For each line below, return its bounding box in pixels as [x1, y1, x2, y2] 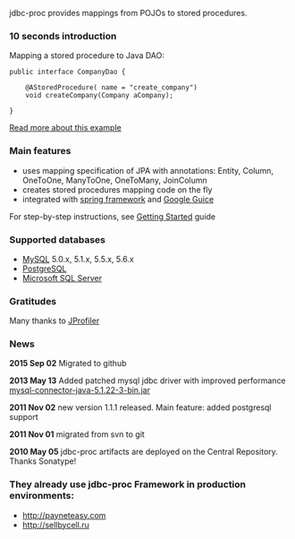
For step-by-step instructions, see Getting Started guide [9, 210, 216, 222]
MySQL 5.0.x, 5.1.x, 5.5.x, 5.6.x [21, 253, 134, 264]
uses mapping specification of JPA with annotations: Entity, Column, [21, 165, 274, 175]
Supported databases [9, 233, 105, 245]
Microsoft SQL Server [21, 272, 103, 283]
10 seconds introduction [9, 30, 117, 42]
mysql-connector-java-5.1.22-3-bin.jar [9, 385, 150, 396]
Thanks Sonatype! [9, 456, 77, 466]
